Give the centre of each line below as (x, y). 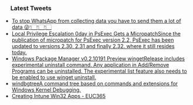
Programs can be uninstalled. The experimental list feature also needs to (99, 71)
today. (19, 52)
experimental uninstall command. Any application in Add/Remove (90, 65)
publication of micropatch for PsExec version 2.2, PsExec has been (93, 40)
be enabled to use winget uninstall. (54, 77)
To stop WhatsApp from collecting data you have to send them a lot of (96, 21)
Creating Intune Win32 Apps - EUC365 (59, 96)
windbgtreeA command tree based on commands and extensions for (94, 84)
